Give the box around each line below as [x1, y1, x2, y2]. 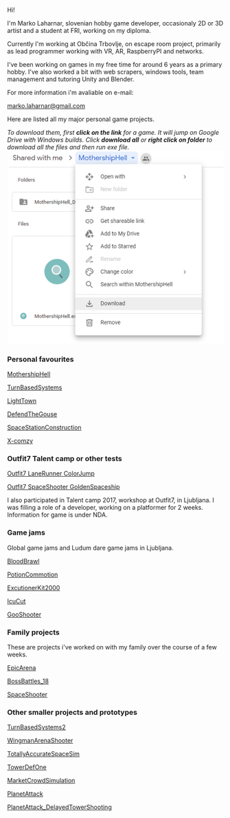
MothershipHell [7, 370, 51, 378]
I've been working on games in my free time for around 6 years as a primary [7, 61, 222, 68]
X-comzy [7, 437, 33, 444]
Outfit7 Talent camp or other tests [7, 453, 122, 463]
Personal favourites [7, 354, 74, 364]
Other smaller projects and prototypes [7, 707, 137, 717]
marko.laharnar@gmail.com [7, 102, 86, 109]
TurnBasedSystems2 [7, 723, 67, 731]
